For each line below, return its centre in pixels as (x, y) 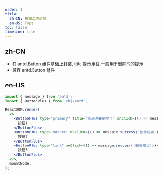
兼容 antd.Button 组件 (33, 70)
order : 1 (14, 9)
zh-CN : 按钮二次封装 (28, 18)
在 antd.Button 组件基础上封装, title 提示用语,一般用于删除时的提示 (78, 64)
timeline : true (20, 32)
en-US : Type (22, 23)
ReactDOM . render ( (23, 110)
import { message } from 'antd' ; (39, 96)
